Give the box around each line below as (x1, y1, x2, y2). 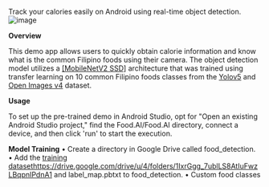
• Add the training (8, 152, 68, 162)
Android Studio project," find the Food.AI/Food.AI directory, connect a (8, 120, 238, 129)
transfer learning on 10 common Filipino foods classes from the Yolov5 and (8, 72, 256, 81)
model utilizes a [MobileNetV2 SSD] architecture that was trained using (8, 63, 243, 73)
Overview (8, 31, 42, 40)
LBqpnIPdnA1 (8, 170, 52, 179)
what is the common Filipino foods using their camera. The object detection (8, 55, 259, 64)
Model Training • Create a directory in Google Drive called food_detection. (8, 144, 256, 153)
